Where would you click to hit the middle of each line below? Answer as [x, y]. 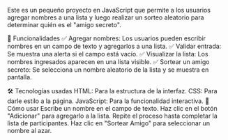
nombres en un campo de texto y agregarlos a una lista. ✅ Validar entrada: [114, 46]
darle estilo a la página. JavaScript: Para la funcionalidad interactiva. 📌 [108, 101]
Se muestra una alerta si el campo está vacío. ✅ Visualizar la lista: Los [108, 54]
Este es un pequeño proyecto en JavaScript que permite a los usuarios [109, 10]
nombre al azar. [30, 131]
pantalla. [20, 77]
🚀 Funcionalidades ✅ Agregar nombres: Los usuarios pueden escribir [107, 38]
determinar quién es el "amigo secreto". [64, 25]
